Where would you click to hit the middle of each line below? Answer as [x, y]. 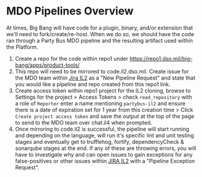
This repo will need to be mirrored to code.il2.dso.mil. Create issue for [102, 71]
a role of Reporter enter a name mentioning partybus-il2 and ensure [100, 103]
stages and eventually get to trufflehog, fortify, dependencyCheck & [99, 141]
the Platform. [22, 47]
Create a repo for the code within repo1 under [71, 58]
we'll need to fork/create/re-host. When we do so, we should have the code [100, 34]
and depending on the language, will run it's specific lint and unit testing [104, 135]
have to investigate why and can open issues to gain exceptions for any [104, 154]
